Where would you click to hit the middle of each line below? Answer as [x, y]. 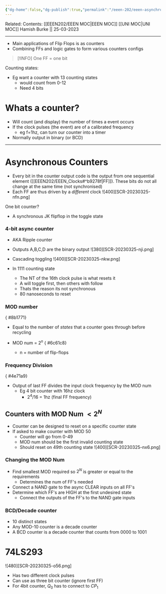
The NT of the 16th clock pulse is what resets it [67, 278]
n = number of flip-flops [44, 352]
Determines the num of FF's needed [56, 482]
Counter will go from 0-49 [46, 436]
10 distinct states [29, 521]
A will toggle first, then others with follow [61, 283]
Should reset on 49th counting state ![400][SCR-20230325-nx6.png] [90, 447]
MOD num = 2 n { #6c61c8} [39, 342]
